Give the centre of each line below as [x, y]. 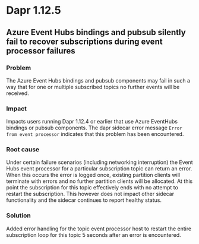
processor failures [41, 51]
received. [18, 93]
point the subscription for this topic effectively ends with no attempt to [92, 188]
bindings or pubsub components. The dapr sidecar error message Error [94, 128]
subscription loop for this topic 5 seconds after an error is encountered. [94, 235]
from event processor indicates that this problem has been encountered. [95, 134]
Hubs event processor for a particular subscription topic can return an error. [99, 169]
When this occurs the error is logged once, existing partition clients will [93, 175]
